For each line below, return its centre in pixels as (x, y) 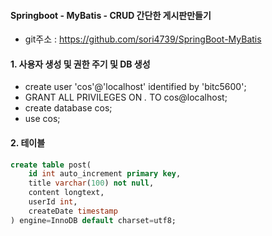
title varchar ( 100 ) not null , (91, 183)
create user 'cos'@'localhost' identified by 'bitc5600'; (135, 87)
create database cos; (68, 108)
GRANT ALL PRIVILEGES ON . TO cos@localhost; (126, 97)
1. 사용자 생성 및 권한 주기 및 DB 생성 (80, 64)
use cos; (42, 119)
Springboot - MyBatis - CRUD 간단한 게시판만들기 (111, 15)
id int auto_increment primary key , (105, 174)
